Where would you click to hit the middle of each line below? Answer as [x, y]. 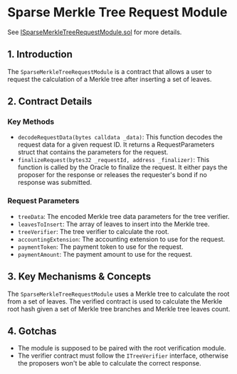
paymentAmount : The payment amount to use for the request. [105, 254]
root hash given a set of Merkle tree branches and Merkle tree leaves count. [119, 309]
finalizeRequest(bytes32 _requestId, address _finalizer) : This [114, 160]
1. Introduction [40, 54]
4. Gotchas [32, 331]
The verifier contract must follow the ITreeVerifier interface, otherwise [123, 356]
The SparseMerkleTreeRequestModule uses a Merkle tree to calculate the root [118, 294]
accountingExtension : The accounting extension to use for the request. [121, 239]
